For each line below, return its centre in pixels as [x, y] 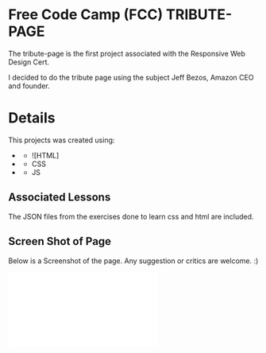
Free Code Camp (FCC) [86, 15]
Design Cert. [29, 62]
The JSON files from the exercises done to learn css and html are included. [131, 216]
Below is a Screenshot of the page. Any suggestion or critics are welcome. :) [133, 261]
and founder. [29, 86]
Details [32, 118]
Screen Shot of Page [60, 241]
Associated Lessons [60, 198]
